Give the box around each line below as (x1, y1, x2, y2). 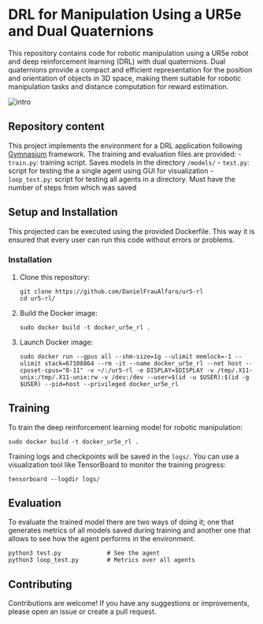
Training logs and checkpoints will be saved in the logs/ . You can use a (8, 451, 239, 461)
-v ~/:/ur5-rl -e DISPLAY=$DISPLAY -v (86, 366, 214, 374)
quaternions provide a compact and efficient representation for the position (8, 65, 253, 74)
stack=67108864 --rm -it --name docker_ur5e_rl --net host (44, 359, 243, 367)
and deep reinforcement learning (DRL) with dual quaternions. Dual (8, 57, 226, 66)
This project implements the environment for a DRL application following (8, 140, 243, 150)
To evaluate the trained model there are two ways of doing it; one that (8, 518, 235, 527)
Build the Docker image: (19, 308, 98, 318)
